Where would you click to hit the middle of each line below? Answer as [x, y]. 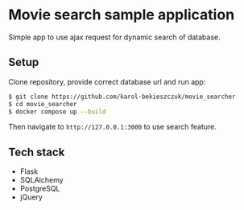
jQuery [31, 197]
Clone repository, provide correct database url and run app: [107, 81]
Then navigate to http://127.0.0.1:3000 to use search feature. [113, 127]
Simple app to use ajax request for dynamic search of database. [115, 37]
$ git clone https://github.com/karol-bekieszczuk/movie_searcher [122, 97]
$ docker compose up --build [57, 111]
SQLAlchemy [41, 180]
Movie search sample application [122, 15]
